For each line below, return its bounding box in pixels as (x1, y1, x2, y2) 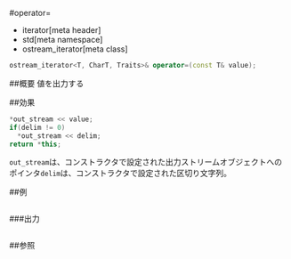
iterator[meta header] (21, 25, 101, 35)
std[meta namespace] (21, 35, 103, 45)
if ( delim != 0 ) (9, 123, 66, 132)
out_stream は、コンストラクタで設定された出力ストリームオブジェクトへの (9, 157, 283, 167)
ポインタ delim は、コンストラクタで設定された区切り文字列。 (9, 168, 231, 179)
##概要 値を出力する (9, 77, 85, 88)
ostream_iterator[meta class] (21, 44, 128, 54)
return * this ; (9, 140, 62, 149)
